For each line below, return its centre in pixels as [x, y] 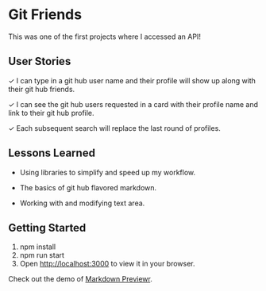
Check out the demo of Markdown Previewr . [80, 279]
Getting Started [47, 228]
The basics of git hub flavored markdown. [88, 187]
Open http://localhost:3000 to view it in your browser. [108, 264]
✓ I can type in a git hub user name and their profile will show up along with [132, 80]
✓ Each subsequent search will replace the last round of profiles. [114, 128]
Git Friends [45, 15]
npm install [38, 247]
